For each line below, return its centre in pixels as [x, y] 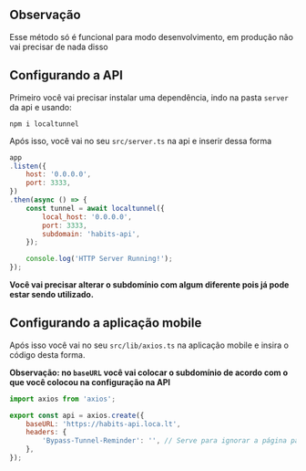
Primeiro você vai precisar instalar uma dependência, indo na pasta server [149, 97]
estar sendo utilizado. [51, 294]
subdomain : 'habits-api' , [92, 234]
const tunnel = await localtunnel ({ [96, 208]
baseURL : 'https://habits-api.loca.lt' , [103, 424]
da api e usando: [41, 107]
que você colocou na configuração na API [90, 382]
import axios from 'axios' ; [63, 399]
